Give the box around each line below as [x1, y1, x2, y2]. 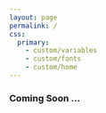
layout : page [9, 12, 58, 22]
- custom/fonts [25, 54, 82, 63]
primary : [17, 37, 50, 47]
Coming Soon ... [9, 92, 81, 104]
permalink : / [9, 21, 58, 30]
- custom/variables [25, 46, 98, 55]
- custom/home [25, 63, 77, 72]
